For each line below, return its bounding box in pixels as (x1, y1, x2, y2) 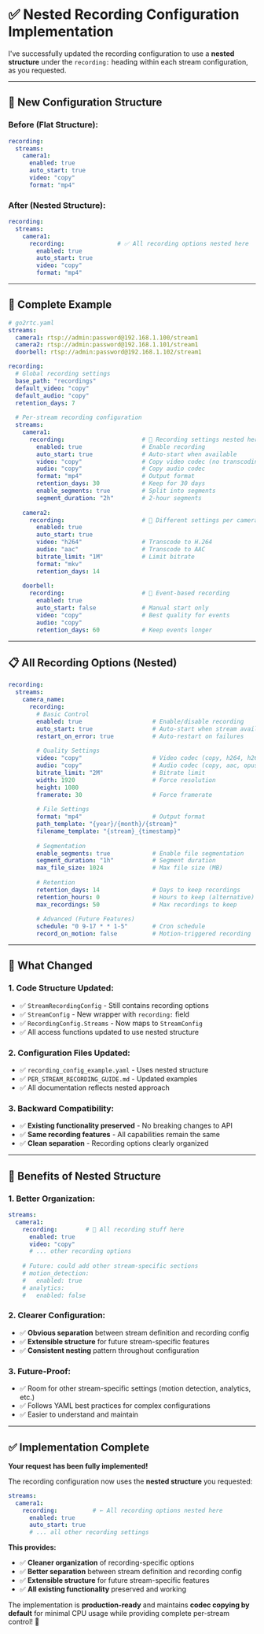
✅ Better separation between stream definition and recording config (19, 1567, 242, 1577)
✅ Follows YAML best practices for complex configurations (19, 1401, 211, 1410)
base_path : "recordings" (15, 376, 97, 385)
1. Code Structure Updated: (8, 983, 114, 994)
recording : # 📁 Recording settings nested (28, 435, 244, 443)
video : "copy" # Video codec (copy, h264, (36, 754, 244, 762)
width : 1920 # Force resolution (36, 776, 216, 784)
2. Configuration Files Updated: (8, 1047, 131, 1058)
